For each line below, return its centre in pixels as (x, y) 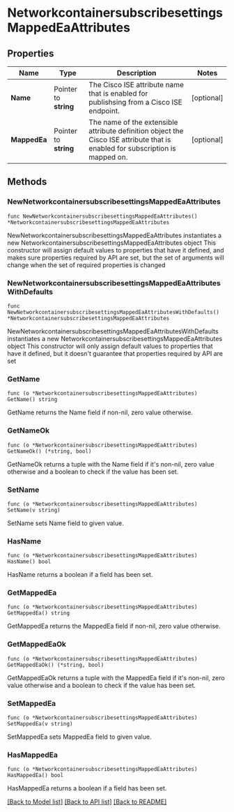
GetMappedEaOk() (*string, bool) (56, 665)
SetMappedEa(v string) (40, 724)
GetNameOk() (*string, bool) (49, 451)
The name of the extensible (133, 122)
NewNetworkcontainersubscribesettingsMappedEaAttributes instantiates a (114, 235)
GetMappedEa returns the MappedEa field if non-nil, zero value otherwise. (114, 626)
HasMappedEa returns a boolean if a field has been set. (87, 788)
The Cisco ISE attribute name (136, 85)
